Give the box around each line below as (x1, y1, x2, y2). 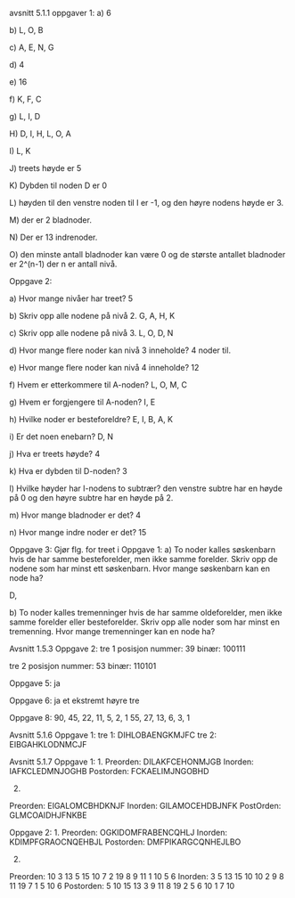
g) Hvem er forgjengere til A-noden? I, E (9, 396, 156, 407)
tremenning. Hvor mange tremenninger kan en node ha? (9, 626, 216, 636)
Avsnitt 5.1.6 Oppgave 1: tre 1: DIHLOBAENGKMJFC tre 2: (9, 730, 217, 740)
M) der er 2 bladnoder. (9, 215, 92, 225)
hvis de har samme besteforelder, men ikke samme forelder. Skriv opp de (9, 554, 278, 564)
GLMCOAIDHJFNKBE (9, 810, 87, 820)
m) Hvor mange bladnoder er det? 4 (9, 510, 141, 520)
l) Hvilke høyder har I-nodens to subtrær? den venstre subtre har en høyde (9, 483, 283, 494)
